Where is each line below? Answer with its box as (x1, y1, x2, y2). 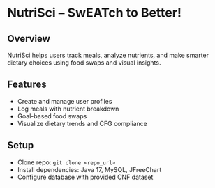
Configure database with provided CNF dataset (17, 173, 154, 181)
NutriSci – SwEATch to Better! (7, 5, 181, 21)
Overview (7, 33, 51, 45)
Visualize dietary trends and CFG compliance (17, 119, 148, 127)
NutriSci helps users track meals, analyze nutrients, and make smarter (7, 51, 209, 59)
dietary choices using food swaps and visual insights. (7, 58, 161, 67)
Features (7, 79, 47, 91)
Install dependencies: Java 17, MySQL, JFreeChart (17, 165, 162, 173)
